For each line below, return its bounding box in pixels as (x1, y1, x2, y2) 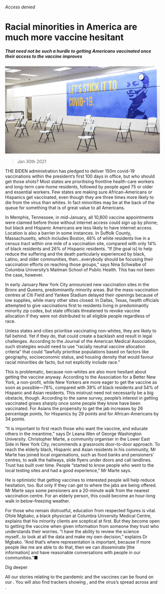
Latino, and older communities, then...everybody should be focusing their (5, 257, 154, 262)
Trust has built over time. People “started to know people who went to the (5, 462, 154, 468)
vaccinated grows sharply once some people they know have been (5, 400, 141, 407)
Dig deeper (5, 564, 28, 570)
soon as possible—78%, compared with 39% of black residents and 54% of (5, 385, 159, 391)
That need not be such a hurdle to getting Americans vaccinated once (5, 48, 151, 54)
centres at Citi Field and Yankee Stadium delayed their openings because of (5, 292, 159, 298)
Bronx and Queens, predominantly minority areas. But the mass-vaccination (5, 287, 159, 293)
